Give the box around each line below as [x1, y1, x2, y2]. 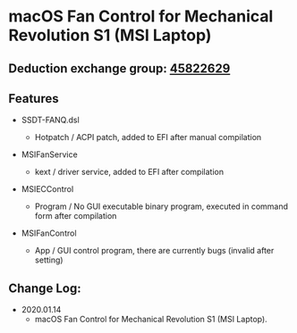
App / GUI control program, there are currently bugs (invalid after [34, 246, 275, 256]
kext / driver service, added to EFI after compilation [34, 167, 225, 178]
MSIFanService [21, 149, 78, 160]
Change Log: [8, 280, 81, 296]
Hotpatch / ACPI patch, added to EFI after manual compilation [34, 132, 262, 143]
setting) [34, 254, 64, 265]
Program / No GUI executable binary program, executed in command [34, 201, 288, 212]
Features [8, 91, 59, 106]
